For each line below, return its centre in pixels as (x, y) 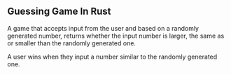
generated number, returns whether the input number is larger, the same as (116, 36)
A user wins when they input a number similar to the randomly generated (112, 57)
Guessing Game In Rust (59, 12)
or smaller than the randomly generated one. (72, 43)
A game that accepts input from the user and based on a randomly (103, 28)
